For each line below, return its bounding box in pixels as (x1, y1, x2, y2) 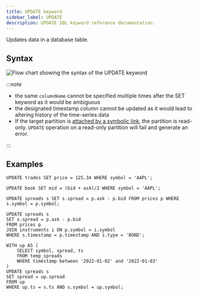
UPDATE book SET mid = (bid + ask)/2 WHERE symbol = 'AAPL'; (6, 185, 161, 191)
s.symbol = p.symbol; (6, 201, 60, 207)
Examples (6, 159, 43, 169)
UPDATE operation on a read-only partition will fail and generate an (28, 124, 188, 131)
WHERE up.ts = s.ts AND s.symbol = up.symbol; (6, 284, 124, 290)
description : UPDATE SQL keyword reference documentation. (6, 20, 156, 26)
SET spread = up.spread (6, 274, 65, 280)
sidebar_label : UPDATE (6, 14, 62, 20)
